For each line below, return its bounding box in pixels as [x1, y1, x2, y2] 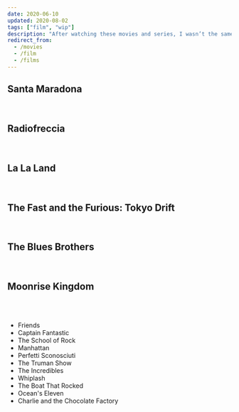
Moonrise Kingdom [7, 280, 95, 292]
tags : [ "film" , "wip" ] [7, 23, 75, 31]
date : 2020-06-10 [7, 10, 59, 18]
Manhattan [17, 343, 50, 352]
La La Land [7, 162, 56, 174]
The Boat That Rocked [17, 381, 84, 390]
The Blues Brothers [7, 241, 95, 253]
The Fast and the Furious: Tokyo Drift [7, 201, 176, 213]
